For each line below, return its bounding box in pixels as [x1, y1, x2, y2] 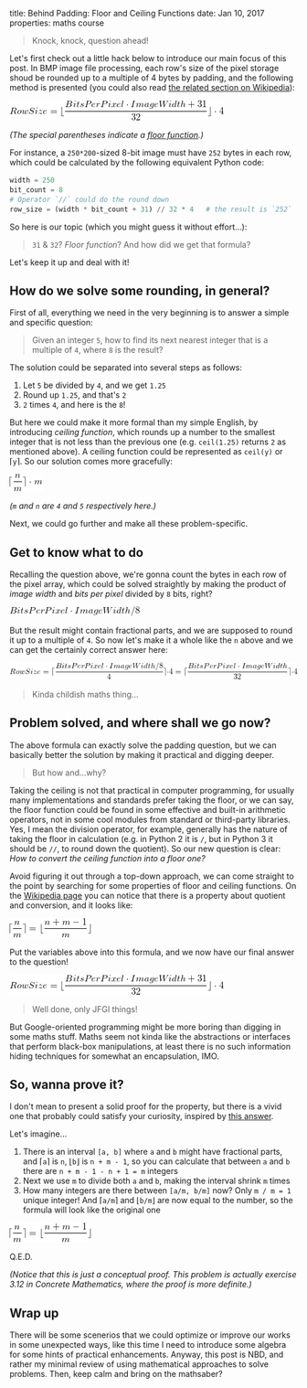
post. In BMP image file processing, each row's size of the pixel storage [9, 63, 280, 73]
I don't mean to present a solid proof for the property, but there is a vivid [9, 1101, 282, 1112]
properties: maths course [9, 17, 105, 28]
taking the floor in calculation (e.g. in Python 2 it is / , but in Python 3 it [9, 833, 274, 844]
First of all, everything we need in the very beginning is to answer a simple [9, 307, 290, 318]
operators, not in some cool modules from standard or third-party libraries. [9, 814, 291, 825]
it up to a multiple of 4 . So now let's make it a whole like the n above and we [9, 635, 294, 646]
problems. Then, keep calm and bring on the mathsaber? [9, 1369, 224, 1380]
